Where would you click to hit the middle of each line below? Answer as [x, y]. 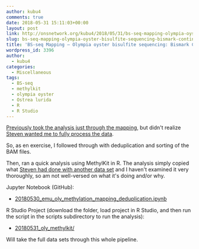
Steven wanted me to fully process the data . [60, 134]
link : [13, 34]
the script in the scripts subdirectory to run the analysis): [75, 216]
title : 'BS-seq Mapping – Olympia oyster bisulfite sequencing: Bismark [98, 45]
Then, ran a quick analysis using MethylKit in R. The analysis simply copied [98, 163]
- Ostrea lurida [31, 100]
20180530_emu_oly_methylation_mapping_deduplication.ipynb [91, 199]
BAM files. [19, 152]
